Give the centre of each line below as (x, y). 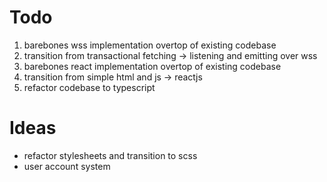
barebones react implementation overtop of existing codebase (152, 66)
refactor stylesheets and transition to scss (110, 155)
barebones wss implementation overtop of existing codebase (150, 45)
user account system (67, 166)
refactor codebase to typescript (89, 87)
